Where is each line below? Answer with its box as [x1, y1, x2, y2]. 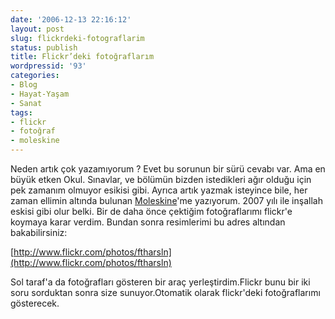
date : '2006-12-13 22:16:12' [10, 14, 132, 25]
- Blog [10, 80, 38, 90]
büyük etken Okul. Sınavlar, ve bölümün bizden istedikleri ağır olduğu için [10, 174, 312, 185]
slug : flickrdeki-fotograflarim [10, 33, 145, 43]
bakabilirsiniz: [10, 227, 68, 238]
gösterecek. [10, 297, 60, 309]
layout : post [10, 24, 65, 34]
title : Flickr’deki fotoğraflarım [10, 52, 155, 62]
